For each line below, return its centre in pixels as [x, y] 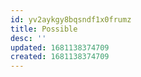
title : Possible [44, 29]
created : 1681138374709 [60, 57]
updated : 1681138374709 [60, 47]
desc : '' [28, 38]
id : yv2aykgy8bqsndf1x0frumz [71, 19]
